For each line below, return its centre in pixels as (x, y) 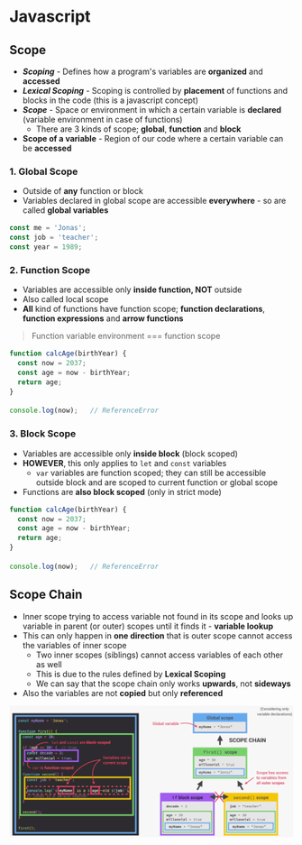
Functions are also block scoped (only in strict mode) (122, 491)
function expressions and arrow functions (103, 318)
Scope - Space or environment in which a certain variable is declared (152, 110)
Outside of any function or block (83, 191)
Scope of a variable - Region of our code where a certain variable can (153, 138)
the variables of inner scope (74, 645)
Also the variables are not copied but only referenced (123, 693)
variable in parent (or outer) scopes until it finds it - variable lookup (148, 626)
